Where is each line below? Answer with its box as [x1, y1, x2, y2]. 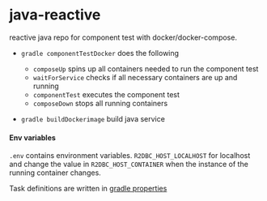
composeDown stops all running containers [32, 98, 168, 108]
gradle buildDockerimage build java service [20, 113, 165, 123]
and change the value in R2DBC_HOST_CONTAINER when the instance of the [9, 160, 249, 169]
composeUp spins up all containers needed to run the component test [32, 63, 259, 74]
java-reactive [9, 6, 101, 24]
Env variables [9, 132, 56, 143]
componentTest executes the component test [32, 89, 180, 99]
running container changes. [9, 168, 102, 177]
